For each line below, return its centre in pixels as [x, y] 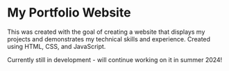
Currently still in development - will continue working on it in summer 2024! [115, 59]
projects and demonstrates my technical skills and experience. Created [109, 39]
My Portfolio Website [69, 13]
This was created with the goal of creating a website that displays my [106, 32]
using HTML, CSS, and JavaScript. [57, 46]
